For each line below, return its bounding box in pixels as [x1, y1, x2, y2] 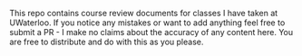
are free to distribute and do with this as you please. [9, 36, 204, 47]
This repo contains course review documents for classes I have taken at [9, 8, 278, 18]
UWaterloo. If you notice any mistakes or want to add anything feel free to [9, 17, 286, 28]
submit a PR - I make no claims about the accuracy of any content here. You [9, 27, 294, 37]
